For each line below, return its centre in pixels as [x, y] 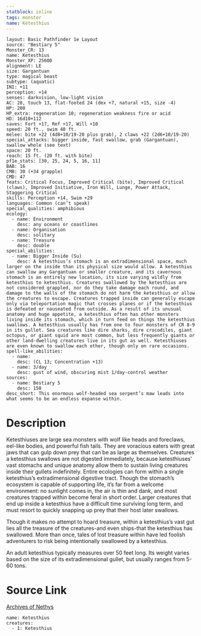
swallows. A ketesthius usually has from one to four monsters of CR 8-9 [101, 325]
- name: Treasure [33, 240]
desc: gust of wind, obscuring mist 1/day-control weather [93, 373]
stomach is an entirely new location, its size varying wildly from [94, 278]
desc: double [33, 246]
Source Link [37, 590]
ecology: [17, 214]
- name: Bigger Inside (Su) [47, 256]
